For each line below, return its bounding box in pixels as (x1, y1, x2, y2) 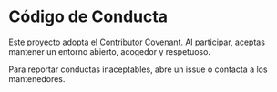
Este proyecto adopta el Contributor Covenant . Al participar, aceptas (8, 36, 266, 47)
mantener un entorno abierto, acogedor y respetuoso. (8, 46, 211, 56)
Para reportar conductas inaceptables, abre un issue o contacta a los (8, 64, 268, 75)
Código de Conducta (8, 6, 169, 27)
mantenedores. (8, 73, 66, 84)
